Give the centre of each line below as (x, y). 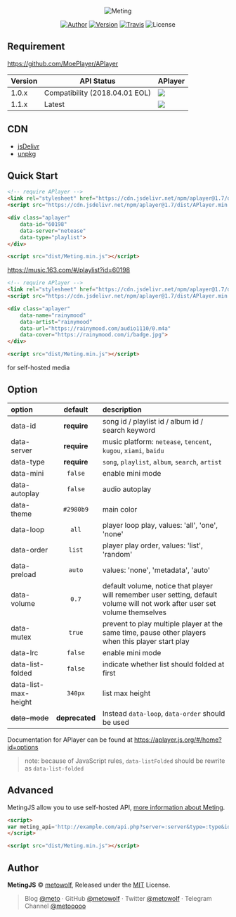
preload (24, 574)
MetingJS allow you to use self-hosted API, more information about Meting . (116, 807)
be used (116, 722)
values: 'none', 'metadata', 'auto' (156, 570)
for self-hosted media (39, 368)
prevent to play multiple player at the (163, 624)
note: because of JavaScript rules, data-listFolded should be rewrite (125, 761)
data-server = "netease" (53, 231)
